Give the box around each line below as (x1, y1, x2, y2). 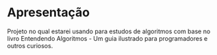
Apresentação (7, 5, 90, 20)
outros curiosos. (7, 41, 53, 50)
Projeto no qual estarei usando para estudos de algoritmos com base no (7, 27, 211, 35)
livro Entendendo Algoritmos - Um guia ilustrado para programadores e (7, 34, 208, 42)
